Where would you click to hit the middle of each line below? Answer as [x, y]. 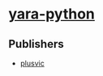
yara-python [52, 14]
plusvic [32, 63]
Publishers [36, 44]
